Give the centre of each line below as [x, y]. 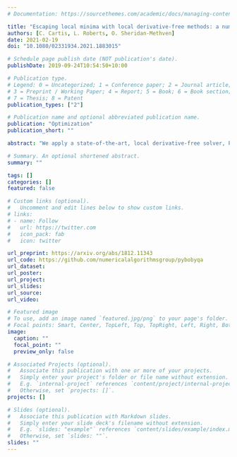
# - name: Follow [33, 221]
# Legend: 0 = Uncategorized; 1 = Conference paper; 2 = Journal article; [120, 85]
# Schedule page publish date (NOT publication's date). [93, 59]
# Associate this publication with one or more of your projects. [110, 371]
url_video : [23, 299]
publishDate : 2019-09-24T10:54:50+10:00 [68, 66]
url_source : [25, 293]
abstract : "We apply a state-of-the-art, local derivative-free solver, [116, 143]
